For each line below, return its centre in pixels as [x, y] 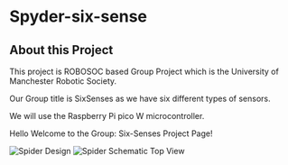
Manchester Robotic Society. [63, 81]
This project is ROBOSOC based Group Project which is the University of [144, 71]
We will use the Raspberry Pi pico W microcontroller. [107, 116]
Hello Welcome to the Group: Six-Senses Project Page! [111, 133]
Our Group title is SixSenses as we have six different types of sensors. [140, 98]
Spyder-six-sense [78, 17]
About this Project [61, 50]
